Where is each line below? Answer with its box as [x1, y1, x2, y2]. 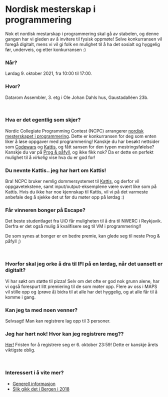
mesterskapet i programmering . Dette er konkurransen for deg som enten [5, 133, 156, 139]
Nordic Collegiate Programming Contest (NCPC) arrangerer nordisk [5, 127, 144, 133]
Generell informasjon [12, 380, 56, 386]
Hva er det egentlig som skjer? [5, 116, 81, 123]
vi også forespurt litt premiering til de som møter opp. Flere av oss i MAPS [5, 283, 157, 289]
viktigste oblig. [5, 347, 35, 353]
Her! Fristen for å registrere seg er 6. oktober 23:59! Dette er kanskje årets [5, 341, 158, 348]
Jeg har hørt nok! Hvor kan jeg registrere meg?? [5, 330, 124, 337]
